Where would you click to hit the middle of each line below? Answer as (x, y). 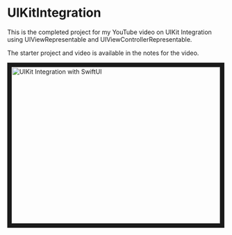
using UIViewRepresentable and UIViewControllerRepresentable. (100, 39)
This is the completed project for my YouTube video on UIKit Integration (109, 32)
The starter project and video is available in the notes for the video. (103, 53)
